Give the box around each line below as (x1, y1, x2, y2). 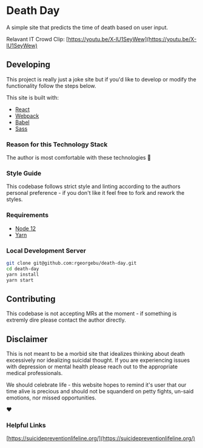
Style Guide (6, 169, 41, 177)
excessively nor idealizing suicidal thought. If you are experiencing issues (6, 356, 190, 364)
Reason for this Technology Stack (6, 140, 108, 149)
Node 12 (15, 225, 36, 232)
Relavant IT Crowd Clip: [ (6, 35, 68, 42)
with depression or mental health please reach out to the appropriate (6, 363, 178, 370)
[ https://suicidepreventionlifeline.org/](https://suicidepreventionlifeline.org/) (6, 435, 196, 442)
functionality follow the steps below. (6, 82, 96, 89)
